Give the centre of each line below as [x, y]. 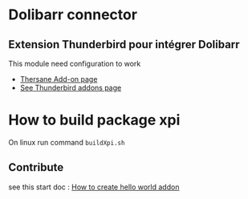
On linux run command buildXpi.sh [67, 142]
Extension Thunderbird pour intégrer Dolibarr [124, 45]
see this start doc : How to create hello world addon [94, 187]
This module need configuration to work [75, 63]
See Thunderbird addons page [71, 87]
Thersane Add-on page [59, 79]
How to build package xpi [94, 120]
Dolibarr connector [73, 15]
